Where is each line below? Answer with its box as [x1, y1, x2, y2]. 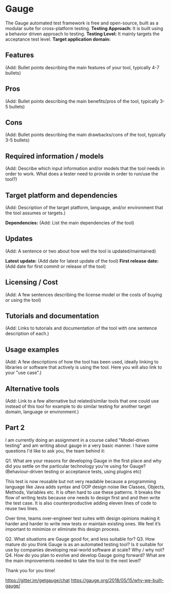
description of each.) [5, 330, 49, 336]
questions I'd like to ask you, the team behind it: [5, 447, 105, 454]
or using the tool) [5, 297, 42, 303]
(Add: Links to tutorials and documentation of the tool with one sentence [5, 325, 157, 331]
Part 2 [5, 423, 25, 432]
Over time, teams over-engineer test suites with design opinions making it [5, 515, 160, 521]
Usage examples [5, 345, 60, 354]
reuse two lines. [5, 505, 39, 512]
